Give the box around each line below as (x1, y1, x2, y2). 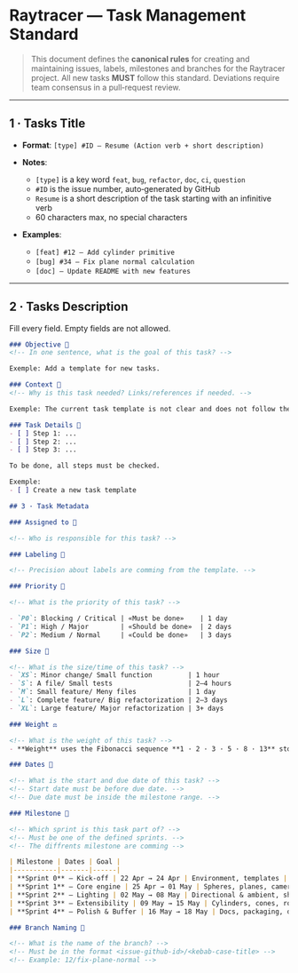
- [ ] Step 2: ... (9, 437, 77, 446)
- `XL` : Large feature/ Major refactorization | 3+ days (9, 704, 224, 713)
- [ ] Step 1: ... (9, 428, 77, 438)
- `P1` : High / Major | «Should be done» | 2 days (9, 622, 232, 631)
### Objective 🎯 (9, 339, 69, 349)
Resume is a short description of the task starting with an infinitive (35, 193, 272, 203)
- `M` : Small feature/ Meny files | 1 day (9, 688, 216, 697)
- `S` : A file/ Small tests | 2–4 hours (9, 679, 232, 689)
